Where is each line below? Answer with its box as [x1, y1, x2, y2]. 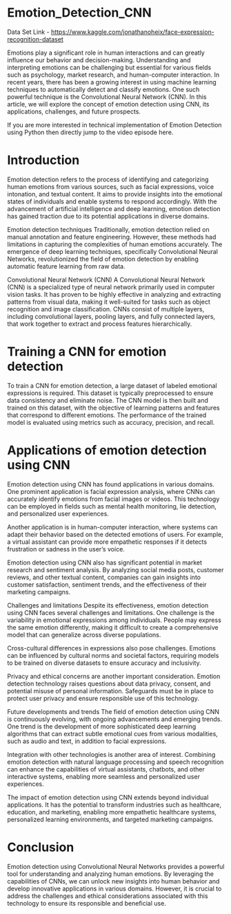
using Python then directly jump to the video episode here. [7, 128, 174, 136]
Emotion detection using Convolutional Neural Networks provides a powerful [7, 862, 225, 870]
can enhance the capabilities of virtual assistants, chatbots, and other [7, 765, 205, 773]
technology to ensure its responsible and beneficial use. [7, 899, 167, 907]
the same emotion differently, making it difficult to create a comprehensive [7, 623, 219, 631]
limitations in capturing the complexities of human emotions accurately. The [7, 240, 223, 248]
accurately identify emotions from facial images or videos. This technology [7, 495, 220, 503]
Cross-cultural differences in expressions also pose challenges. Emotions [7, 643, 216, 652]
